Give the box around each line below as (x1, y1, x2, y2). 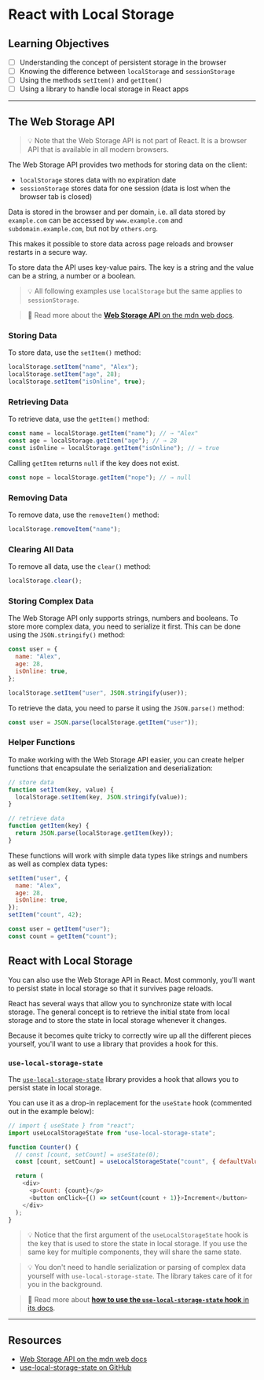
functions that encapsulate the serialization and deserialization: (8, 763, 214, 773)
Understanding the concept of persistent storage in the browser (19, 57, 226, 67)
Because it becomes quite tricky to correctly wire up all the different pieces (8, 1031, 251, 1040)
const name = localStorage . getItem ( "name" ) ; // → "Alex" (8, 430, 199, 437)
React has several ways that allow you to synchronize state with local (8, 998, 232, 1008)
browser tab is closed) (19, 192, 93, 201)
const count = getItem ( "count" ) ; (8, 932, 118, 940)
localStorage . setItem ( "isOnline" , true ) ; (8, 378, 146, 386)
